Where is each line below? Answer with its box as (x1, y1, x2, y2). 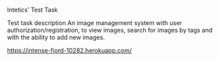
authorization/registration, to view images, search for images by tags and (7, 26, 213, 34)
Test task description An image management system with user (7, 19, 183, 26)
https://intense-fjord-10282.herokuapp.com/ (7, 47, 132, 54)
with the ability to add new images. (7, 33, 105, 41)
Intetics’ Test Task (7, 6, 58, 14)
